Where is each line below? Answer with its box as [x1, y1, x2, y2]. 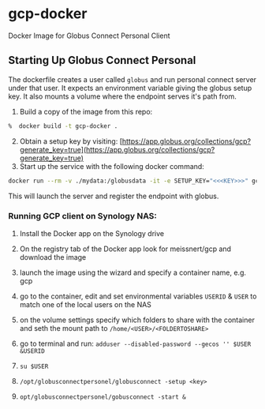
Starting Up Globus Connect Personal [8, 54, 196, 67]
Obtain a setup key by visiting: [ [19, 136, 123, 146]
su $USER [19, 362, 49, 370]
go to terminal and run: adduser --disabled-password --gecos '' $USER [19, 339, 252, 348]
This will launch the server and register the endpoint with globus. [8, 191, 219, 201]
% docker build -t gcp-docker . [8, 122, 118, 130]
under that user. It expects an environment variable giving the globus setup [8, 83, 252, 92]
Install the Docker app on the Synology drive [19, 228, 164, 238]
